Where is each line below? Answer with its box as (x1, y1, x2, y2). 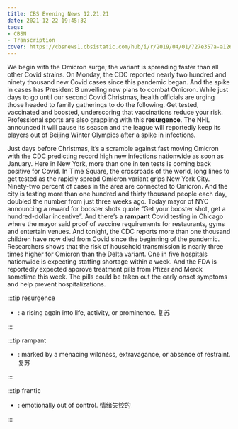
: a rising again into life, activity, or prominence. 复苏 (17, 308, 171, 316)
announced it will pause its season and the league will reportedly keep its (7, 123, 221, 131)
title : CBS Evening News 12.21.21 (7, 10, 110, 18)
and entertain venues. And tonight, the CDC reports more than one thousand (7, 228, 231, 235)
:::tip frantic (7, 386, 41, 394)
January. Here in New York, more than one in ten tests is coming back (7, 160, 211, 167)
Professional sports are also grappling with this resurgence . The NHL (7, 116, 210, 124)
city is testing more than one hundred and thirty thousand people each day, (7, 189, 227, 198)
